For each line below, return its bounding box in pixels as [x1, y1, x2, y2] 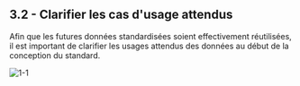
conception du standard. [9, 49, 101, 61]
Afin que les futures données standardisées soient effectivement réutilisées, [9, 30, 293, 41]
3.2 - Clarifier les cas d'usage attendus [9, 7, 233, 22]
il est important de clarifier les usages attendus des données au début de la [9, 40, 290, 51]
